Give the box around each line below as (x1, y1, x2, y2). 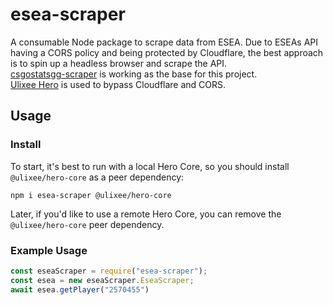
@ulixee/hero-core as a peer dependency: (10, 171, 185, 183)
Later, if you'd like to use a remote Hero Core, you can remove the (10, 208, 282, 220)
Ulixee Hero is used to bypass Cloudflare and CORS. (10, 78, 227, 90)
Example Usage (10, 243, 88, 257)
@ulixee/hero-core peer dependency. (10, 218, 165, 230)
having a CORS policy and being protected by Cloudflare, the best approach (10, 46, 324, 58)
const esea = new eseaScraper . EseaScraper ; (10, 275, 195, 285)
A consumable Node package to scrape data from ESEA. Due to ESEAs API (10, 36, 319, 48)
